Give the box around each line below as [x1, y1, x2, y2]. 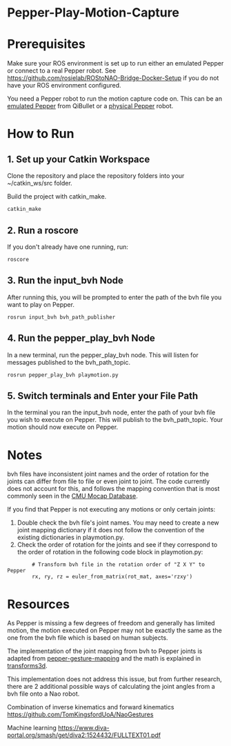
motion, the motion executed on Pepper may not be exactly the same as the [7, 626, 222, 635]
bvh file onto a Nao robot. [7, 689, 80, 698]
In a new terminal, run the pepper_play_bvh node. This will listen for [7, 350, 199, 359]
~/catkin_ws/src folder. [7, 179, 72, 188]
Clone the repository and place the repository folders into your [7, 172, 185, 180]
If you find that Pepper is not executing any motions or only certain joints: [7, 505, 216, 514]
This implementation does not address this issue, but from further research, [7, 675, 222, 683]
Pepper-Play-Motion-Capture [7, 5, 179, 21]
